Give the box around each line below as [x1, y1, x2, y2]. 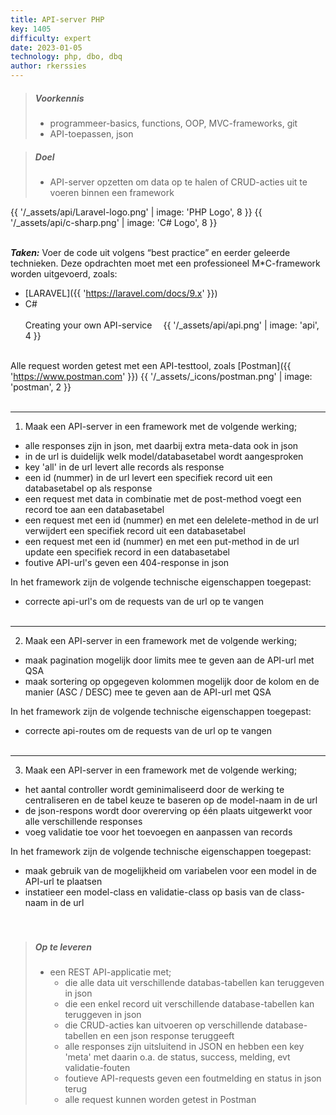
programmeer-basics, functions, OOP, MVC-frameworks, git [49, 117, 298, 129]
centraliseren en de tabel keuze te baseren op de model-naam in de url [24, 794, 318, 806]
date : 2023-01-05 [10, 42, 83, 53]
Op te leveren [34, 941, 92, 953]
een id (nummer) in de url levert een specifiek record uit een [24, 471, 273, 483]
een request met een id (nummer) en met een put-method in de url [24, 535, 300, 547]
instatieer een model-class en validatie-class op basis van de [24, 886, 278, 898]
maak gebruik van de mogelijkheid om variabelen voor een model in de [24, 864, 318, 876]
